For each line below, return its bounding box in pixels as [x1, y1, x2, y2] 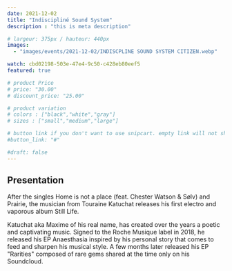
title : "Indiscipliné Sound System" [7, 17, 113, 23]
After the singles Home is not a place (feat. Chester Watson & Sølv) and [7, 192, 211, 201]
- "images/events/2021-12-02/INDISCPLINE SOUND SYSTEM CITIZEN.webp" [13, 48, 217, 55]
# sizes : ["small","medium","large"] [7, 118, 119, 125]
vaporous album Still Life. [7, 208, 79, 216]
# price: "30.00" [7, 86, 57, 93]
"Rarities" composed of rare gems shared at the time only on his [7, 250, 190, 259]
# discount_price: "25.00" [7, 92, 85, 99]
